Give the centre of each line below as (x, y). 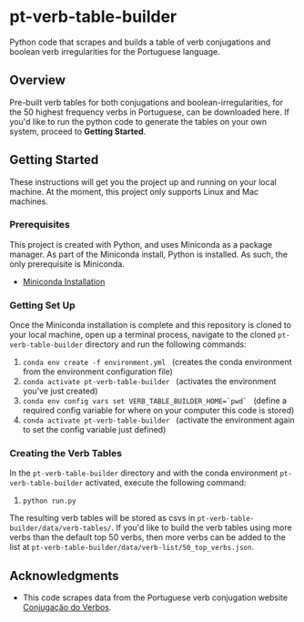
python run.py (49, 501)
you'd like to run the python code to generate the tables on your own (138, 121)
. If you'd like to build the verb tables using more (202, 528)
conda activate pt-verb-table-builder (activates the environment (149, 382)
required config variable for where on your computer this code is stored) (158, 411)
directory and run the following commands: (166, 344)
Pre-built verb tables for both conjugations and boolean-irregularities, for (147, 102)
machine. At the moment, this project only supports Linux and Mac (134, 191)
